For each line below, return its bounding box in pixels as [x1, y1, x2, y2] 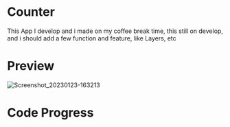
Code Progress [7, 105, 94, 121]
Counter [7, 4, 55, 20]
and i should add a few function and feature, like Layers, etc [7, 34, 176, 42]
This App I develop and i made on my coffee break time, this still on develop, [7, 27, 223, 35]
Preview [7, 58, 55, 74]
